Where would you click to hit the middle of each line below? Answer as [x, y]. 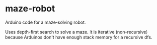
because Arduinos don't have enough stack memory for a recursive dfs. [79, 37]
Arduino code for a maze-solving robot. [45, 22]
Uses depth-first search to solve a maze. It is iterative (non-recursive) [77, 32]
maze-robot [30, 9]
